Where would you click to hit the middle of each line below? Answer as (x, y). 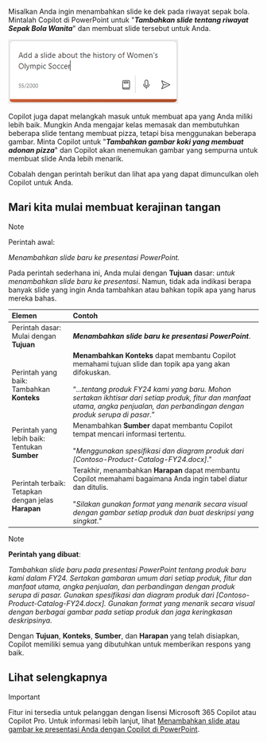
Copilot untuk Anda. (41, 183)
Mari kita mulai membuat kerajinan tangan (114, 207)
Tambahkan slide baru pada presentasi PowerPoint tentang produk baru (127, 569)
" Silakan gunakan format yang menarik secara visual (160, 504)
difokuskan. (92, 372)
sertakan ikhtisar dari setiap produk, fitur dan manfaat (162, 398)
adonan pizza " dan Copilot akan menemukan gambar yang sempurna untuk (133, 150)
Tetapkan (27, 491)
